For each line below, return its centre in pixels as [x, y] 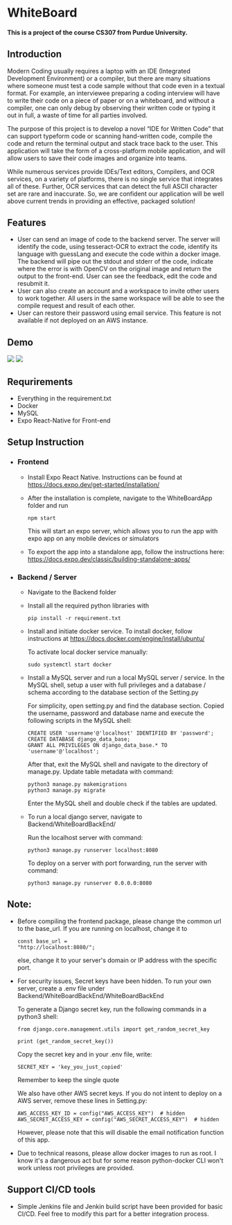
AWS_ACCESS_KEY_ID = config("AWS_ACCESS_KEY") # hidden [101, 1113]
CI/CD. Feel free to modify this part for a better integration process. [113, 1214]
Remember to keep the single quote [68, 1079]
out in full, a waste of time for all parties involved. [77, 115]
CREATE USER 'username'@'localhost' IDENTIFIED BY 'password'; [121, 733]
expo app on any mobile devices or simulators [93, 538]
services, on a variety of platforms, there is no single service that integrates [115, 179]
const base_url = [42, 941]
